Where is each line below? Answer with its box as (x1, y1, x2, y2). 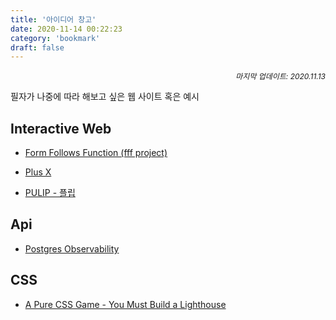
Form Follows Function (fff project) (24, 147, 168, 159)
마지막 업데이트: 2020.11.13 (235, 71, 326, 82)
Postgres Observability (24, 242, 120, 255)
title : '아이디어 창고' (10, 14, 97, 25)
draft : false (10, 42, 65, 53)
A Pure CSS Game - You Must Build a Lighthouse (24, 298, 227, 310)
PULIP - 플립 (24, 187, 76, 199)
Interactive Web (10, 120, 112, 137)
